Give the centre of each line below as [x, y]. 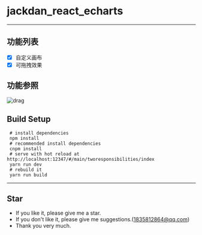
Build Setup [29, 119]
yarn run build [28, 175]
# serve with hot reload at [44, 154]
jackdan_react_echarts [65, 11]
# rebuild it [26, 170]
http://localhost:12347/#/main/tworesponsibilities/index [81, 159]
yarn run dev [26, 164]
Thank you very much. [43, 226]
